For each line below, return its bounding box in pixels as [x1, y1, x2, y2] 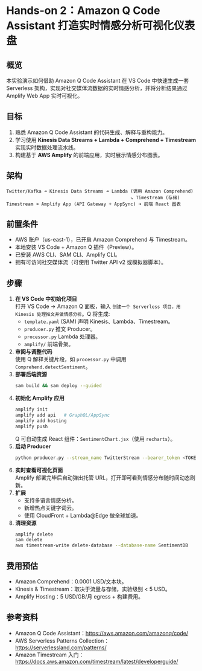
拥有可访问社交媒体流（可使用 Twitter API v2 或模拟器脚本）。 [14, 258, 167, 266]
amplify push [14, 423, 48, 429]
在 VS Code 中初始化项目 [14, 295, 77, 303]
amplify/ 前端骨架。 [24, 341, 74, 348]
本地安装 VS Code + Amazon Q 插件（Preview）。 [14, 243, 137, 251]
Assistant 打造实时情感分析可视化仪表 [6, 19, 195, 33]
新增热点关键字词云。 [24, 504, 77, 512]
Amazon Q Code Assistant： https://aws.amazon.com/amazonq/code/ [14, 629, 189, 637]
